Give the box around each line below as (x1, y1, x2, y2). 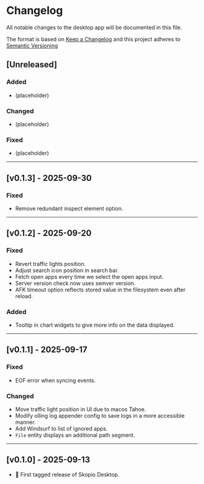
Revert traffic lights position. (15, 260, 86, 267)
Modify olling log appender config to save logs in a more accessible (15, 412, 185, 419)
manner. (15, 418, 36, 426)
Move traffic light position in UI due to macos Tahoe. (15, 405, 146, 413)
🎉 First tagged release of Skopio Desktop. (15, 471, 120, 478)
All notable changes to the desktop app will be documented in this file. (6, 24, 182, 31)
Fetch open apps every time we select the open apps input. (15, 273, 164, 280)
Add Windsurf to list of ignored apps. (15, 424, 108, 432)
